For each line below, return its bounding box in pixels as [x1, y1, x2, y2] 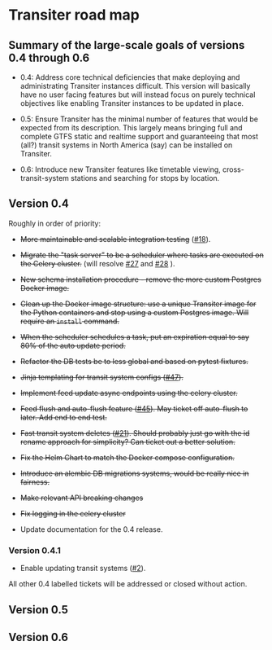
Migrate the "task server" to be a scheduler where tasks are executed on [19, 250, 264, 260]
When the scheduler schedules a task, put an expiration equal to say [19, 332, 250, 341]
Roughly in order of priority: [8, 218, 101, 228]
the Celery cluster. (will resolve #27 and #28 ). [19, 258, 175, 268]
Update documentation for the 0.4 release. [19, 524, 163, 534]
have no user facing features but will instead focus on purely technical [19, 90, 256, 99]
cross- [222, 165, 245, 174]
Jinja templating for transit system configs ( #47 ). [19, 372, 184, 382]
